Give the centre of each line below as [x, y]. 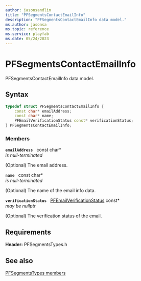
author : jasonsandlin [28, 10]
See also [19, 261]
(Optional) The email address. [37, 165]
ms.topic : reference [27, 29]
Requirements [28, 232]
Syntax [17, 95]
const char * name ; [34, 116]
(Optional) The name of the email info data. [51, 191]
